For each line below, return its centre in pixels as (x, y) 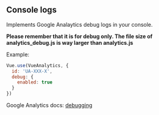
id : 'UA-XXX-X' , (32, 71)
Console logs (31, 10)
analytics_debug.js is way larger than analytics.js (70, 42)
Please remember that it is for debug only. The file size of (79, 36)
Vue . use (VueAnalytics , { (37, 65)
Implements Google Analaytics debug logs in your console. (79, 24)
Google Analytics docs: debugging (49, 105)
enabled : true (35, 82)
